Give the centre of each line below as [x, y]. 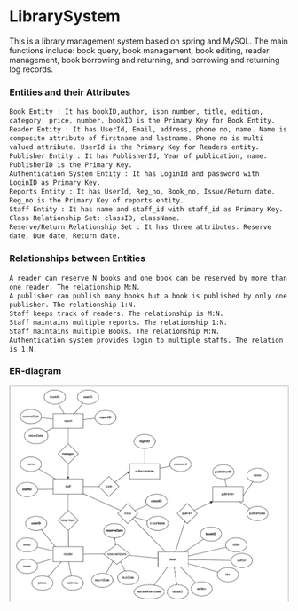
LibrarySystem [65, 16]
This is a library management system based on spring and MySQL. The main [149, 41]
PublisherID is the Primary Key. [71, 165]
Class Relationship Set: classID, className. [94, 218]
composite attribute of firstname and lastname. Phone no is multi [137, 139]
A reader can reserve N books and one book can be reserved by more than [149, 278]
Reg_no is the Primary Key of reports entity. [97, 201]
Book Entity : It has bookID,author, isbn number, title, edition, [137, 112]
